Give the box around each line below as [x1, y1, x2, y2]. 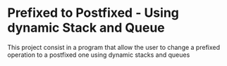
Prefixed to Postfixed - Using [7, 5, 180, 21]
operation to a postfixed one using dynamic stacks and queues [7, 51, 190, 59]
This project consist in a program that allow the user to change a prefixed [7, 43, 221, 51]
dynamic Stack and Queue [7, 20, 165, 36]
